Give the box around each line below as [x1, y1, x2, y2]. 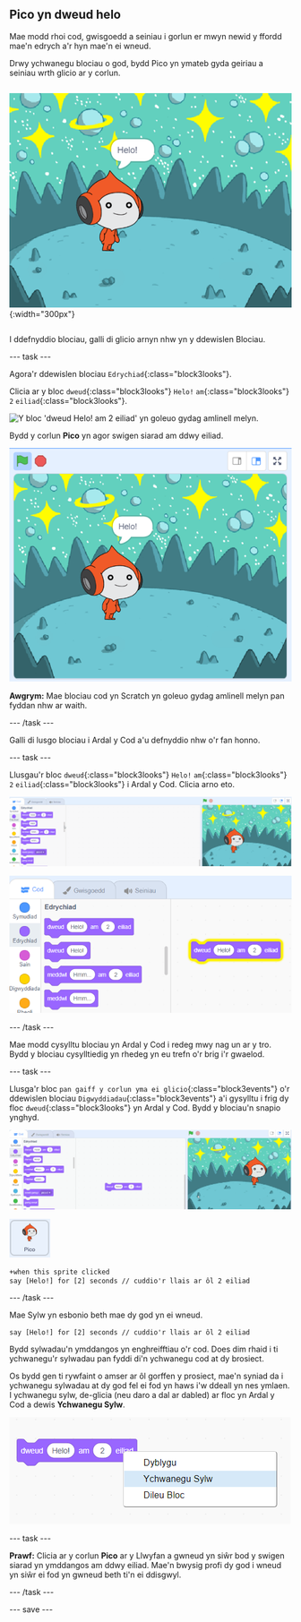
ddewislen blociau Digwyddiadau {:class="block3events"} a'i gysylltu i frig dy [9, 1093, 289, 1104]
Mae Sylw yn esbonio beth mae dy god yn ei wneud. [9, 1309, 203, 1320]
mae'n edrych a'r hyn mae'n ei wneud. [9, 40, 151, 51]
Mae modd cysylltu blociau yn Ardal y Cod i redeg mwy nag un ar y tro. [9, 1039, 271, 1051]
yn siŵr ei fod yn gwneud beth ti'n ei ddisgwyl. [9, 1569, 182, 1580]
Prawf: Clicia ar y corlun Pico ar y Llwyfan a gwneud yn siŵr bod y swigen [9, 1549, 285, 1561]
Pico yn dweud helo [9, 7, 121, 22]
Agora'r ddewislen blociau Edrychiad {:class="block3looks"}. [9, 369, 232, 380]
